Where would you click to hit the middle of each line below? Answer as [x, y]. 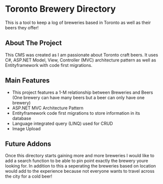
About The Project [34, 43]
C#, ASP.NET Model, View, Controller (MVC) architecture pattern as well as [81, 60]
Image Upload [26, 128]
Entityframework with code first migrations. [49, 65]
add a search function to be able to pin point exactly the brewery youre [77, 161]
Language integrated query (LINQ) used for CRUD [63, 123]
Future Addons [28, 144]
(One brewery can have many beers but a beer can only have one [78, 97]
